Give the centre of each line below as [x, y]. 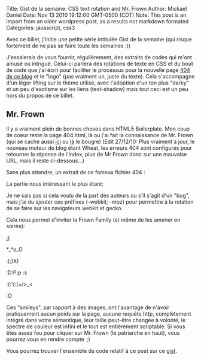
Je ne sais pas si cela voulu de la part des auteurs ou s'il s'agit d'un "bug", [98, 195]
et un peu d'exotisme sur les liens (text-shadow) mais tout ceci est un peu [97, 89]
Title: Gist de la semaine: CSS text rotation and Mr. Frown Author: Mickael [97, 9]
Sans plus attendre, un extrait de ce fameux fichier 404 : [76, 172]
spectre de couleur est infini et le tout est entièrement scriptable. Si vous [96, 326]
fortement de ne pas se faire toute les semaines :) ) [68, 46]
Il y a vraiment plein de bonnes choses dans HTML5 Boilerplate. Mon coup [98, 129]
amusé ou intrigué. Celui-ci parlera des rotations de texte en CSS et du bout [100, 63]
